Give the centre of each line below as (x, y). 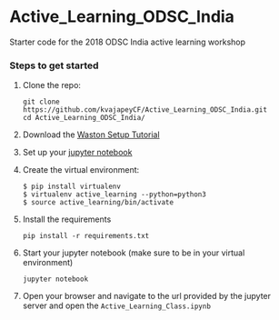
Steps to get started (54, 65)
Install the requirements (67, 219)
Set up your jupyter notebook (77, 153)
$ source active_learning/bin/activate (98, 203)
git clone (41, 102)
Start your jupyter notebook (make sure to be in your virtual (134, 253)
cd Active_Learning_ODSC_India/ (84, 118)
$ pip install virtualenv (71, 187)
